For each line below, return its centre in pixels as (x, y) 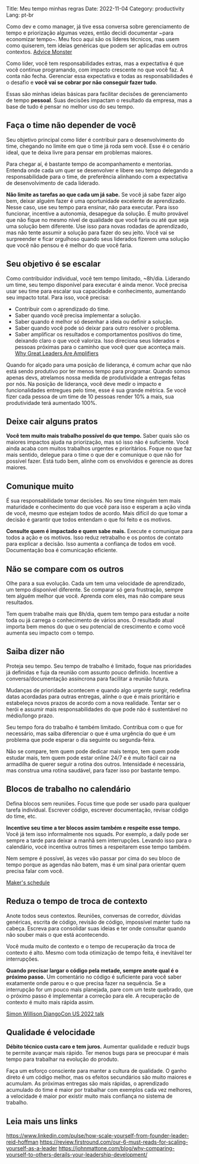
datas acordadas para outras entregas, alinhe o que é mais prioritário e (93, 696)
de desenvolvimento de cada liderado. (53, 183)
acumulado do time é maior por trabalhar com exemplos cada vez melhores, (99, 1090)
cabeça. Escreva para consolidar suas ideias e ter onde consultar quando (96, 928)
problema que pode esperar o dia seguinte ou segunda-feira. (81, 739)
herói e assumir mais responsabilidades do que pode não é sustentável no (97, 709)
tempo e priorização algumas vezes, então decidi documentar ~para (90, 33)
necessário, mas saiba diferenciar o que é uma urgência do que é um (91, 733)
